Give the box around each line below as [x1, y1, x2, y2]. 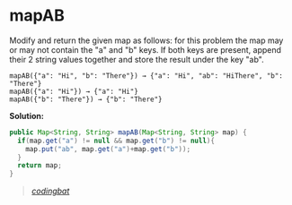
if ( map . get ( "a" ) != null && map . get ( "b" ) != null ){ [17, 136, 216, 145]
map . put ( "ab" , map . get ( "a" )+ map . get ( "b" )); [25, 144, 191, 153]
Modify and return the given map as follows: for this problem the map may [9, 35, 284, 46]
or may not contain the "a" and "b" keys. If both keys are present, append [9, 44, 281, 55]
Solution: [9, 110, 45, 121]
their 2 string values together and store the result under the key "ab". [9, 54, 264, 64]
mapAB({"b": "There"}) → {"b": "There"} [9, 95, 164, 104]
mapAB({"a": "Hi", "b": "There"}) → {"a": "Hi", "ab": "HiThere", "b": [9, 71, 283, 81]
